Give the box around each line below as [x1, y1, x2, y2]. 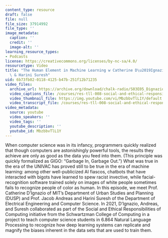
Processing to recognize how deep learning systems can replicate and [5, 222, 150, 228]
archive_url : [9, 86, 37, 92]
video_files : [5, 82, 32, 87]
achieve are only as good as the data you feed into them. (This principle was [5, 153, 162, 159]
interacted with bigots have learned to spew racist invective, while [5, 174, 141, 180]
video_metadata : [5, 105, 39, 110]
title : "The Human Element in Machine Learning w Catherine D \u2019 [5, 68, 151, 73]
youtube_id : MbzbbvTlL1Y [9, 128, 61, 133]
